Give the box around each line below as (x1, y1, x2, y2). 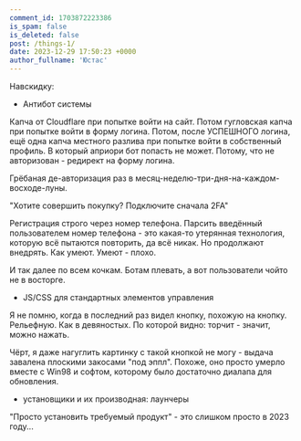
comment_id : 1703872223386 (9, 13, 112, 23)
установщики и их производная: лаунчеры (22, 394, 190, 404)
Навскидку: (9, 81, 55, 91)
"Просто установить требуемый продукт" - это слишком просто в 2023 (9, 412, 290, 422)
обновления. (9, 376, 59, 386)
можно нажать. (9, 330, 70, 340)
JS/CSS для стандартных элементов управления (22, 292, 214, 302)
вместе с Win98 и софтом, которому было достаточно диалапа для (9, 366, 272, 377)
